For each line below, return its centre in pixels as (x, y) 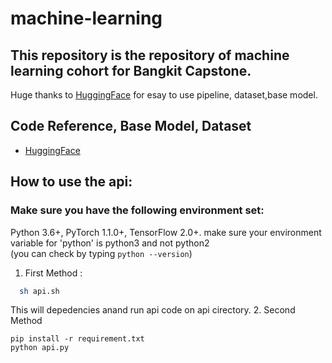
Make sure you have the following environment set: (137, 210)
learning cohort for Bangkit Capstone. (131, 70)
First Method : (53, 273)
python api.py (40, 348)
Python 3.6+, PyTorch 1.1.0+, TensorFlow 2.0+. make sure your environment (166, 232)
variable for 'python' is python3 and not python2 (110, 243)
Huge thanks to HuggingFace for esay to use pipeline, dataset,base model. (164, 95)
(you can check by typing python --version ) (101, 253)
